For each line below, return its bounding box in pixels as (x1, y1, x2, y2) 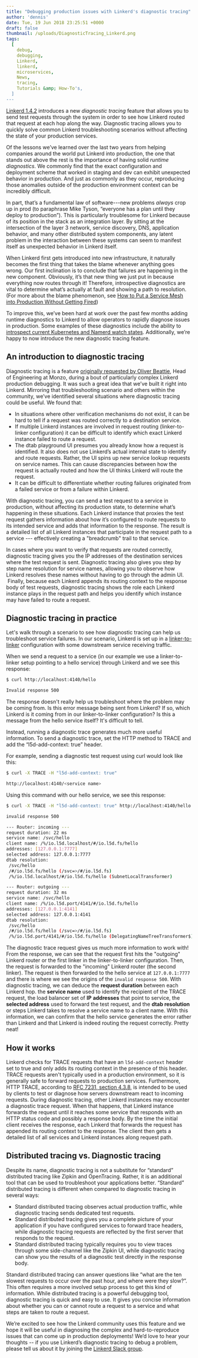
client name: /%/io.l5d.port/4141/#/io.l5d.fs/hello (6, 901, 138, 907)
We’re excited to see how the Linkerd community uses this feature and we (6, 1320, 186, 1327)
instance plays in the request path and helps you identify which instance (6, 590, 182, 597)
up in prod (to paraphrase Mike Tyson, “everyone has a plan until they (6, 205, 176, 212)
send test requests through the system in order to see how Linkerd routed (6, 113, 185, 120)
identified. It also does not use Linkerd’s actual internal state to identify (14, 448, 187, 455)
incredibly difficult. (6, 187, 52, 195)
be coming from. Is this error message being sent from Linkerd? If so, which (6, 705, 190, 712)
